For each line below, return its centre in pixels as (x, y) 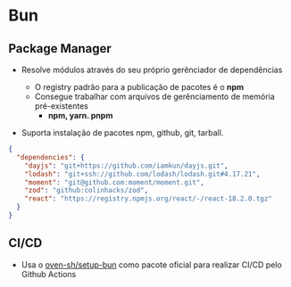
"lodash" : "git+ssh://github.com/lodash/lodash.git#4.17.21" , (142, 174)
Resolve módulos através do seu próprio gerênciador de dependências (152, 70)
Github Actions (49, 274)
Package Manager (60, 49)
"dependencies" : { (51, 157)
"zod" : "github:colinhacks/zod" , (87, 191)
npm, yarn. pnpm (80, 115)
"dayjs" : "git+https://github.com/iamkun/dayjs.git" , (126, 166)
